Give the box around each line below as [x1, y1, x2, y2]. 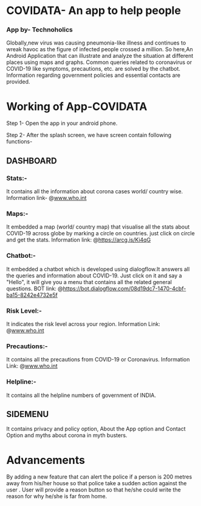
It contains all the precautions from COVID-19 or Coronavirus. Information [6, 356, 190, 363]
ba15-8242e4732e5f [6, 291, 58, 299]
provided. [6, 78, 30, 85]
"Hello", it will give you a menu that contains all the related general [6, 278, 172, 285]
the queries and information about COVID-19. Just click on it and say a [6, 272, 182, 279]
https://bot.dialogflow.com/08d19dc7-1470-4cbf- [63, 285, 186, 292]
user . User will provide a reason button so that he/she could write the [6, 486, 181, 494]
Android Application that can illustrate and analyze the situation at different [6, 52, 194, 60]
